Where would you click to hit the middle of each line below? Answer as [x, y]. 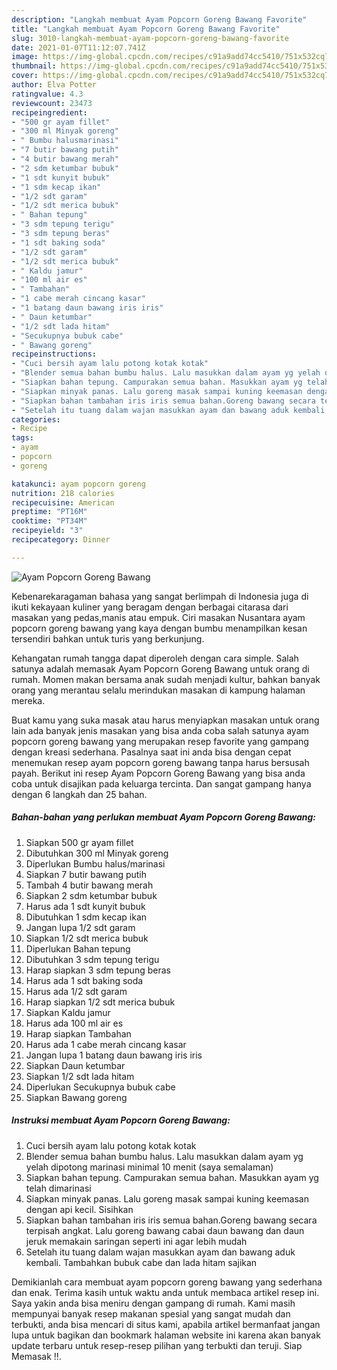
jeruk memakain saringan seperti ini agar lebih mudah [136, 1241]
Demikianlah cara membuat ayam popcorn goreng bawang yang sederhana [167, 1282]
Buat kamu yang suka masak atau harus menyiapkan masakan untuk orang [165, 720]
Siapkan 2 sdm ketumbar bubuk [91, 895]
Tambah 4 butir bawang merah [89, 885]
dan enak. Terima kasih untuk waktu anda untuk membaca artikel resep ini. [165, 1292]
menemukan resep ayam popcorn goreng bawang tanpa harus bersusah [160, 762]
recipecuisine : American [63, 502]
